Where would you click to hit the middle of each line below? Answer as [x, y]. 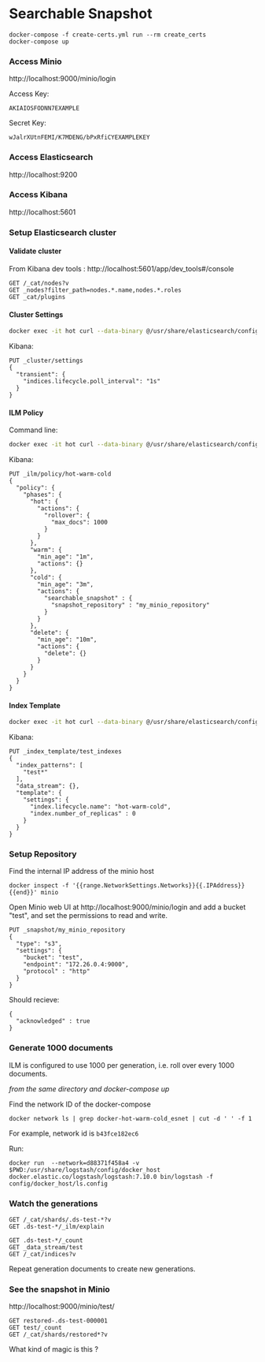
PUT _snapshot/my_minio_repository [67, 930]
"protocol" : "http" [57, 972]
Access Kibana [39, 195]
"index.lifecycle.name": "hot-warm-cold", [100, 807]
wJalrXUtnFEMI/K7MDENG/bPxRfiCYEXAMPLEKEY [79, 138]
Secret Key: [28, 123]
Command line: [33, 430]
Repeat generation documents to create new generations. [102, 1269]
